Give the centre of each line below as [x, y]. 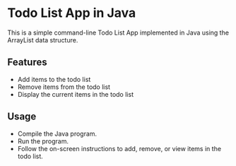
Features [27, 63]
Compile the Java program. [57, 134]
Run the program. [43, 141]
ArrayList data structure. [43, 40]
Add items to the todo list [54, 79]
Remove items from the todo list [64, 87]
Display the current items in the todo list [76, 94]
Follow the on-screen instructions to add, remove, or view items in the [119, 148]
